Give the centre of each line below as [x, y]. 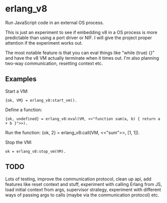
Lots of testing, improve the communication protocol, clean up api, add [78, 179]
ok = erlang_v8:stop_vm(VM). [36, 151]
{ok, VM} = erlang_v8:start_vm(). [41, 100]
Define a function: [24, 110]
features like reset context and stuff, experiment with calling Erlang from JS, [83, 184]
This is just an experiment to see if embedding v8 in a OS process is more [81, 32]
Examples [21, 79]
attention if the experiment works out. [44, 43]
